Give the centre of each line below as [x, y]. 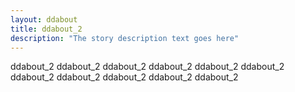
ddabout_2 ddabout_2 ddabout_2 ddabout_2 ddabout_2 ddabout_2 [147, 67]
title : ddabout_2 [46, 29]
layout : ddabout [44, 19]
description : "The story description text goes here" [125, 38]
